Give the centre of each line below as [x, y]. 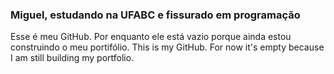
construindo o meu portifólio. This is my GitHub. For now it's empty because [167, 47]
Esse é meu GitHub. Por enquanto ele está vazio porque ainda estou [151, 37]
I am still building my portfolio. [72, 58]
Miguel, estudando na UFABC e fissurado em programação [155, 15]
